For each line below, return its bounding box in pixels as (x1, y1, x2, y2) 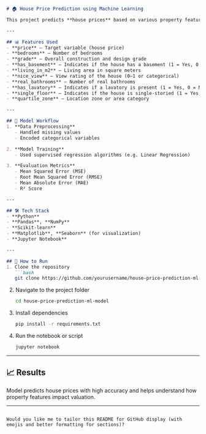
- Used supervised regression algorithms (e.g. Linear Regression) (14, 152, 191, 158)
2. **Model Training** (6, 146, 64, 152)
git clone (14, 275, 40, 282)
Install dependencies (15, 309, 69, 316)
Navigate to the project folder (15, 286, 90, 294)
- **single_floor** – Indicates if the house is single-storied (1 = (6, 90, 188, 96)
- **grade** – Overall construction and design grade (6, 56, 147, 62)
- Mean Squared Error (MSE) (14, 168, 86, 174)
